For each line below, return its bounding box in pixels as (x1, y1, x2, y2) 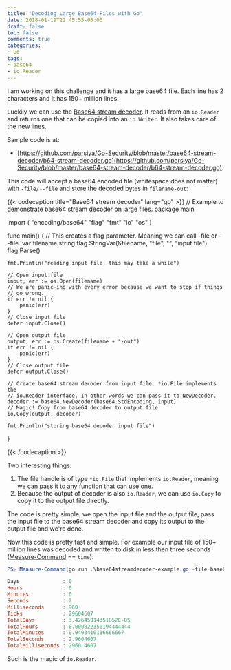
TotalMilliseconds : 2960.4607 (7, 642, 97, 649)
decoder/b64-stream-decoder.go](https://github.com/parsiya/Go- (16, 156, 205, 164)
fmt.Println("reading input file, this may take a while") (7, 259, 180, 266)
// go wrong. (7, 290, 45, 296)
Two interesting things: (7, 461, 72, 469)
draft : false (7, 23, 45, 30)
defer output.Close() (7, 368, 69, 375)
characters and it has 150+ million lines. (7, 94, 119, 102)
